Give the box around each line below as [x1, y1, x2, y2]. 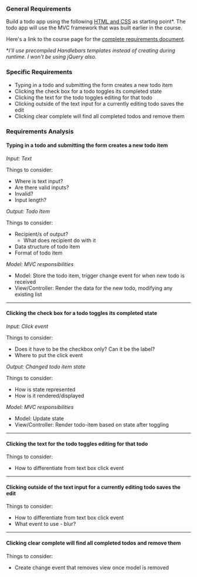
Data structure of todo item [14, 243, 80, 250]
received [14, 278, 36, 285]
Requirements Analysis [6, 127, 74, 135]
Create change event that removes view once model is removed [14, 563, 169, 571]
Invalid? [14, 190, 33, 197]
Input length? [14, 196, 47, 203]
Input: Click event [6, 323, 49, 330]
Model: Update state [14, 415, 64, 422]
